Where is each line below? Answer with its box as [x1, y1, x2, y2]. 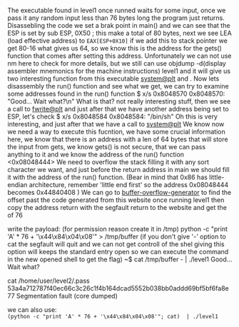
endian [7, 181, 28, 188]
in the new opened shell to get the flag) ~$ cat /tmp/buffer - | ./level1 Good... [7, 255, 233, 263]
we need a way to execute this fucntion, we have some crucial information [7, 128, 226, 136]
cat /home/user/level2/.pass [7, 276, 91, 285]
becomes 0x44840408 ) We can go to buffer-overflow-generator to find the [7, 188, 232, 196]
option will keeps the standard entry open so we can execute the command [7, 248, 229, 256]
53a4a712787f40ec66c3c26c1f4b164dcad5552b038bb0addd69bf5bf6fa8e [7, 284, 230, 292]
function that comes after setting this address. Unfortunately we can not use [7, 51, 232, 60]
